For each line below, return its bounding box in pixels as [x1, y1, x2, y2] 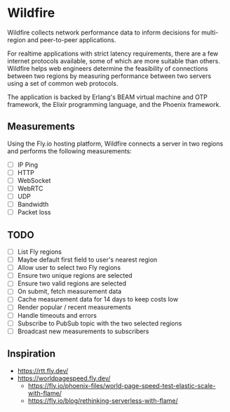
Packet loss [17, 208, 51, 217]
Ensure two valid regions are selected [17, 279, 126, 288]
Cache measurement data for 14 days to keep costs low [17, 295, 179, 304]
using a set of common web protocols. [7, 79, 119, 87]
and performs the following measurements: [7, 146, 132, 155]
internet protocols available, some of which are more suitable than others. [7, 56, 221, 65]
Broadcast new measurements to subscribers [17, 327, 149, 335]
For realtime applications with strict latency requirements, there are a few [7, 49, 219, 58]
